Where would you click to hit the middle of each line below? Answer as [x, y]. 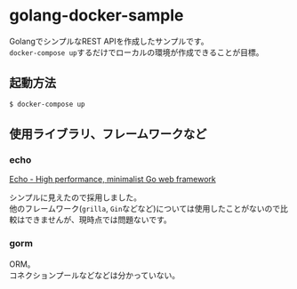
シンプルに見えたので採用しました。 [76, 197]
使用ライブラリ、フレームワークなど [108, 134]
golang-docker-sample [96, 16]
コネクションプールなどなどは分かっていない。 [95, 275]
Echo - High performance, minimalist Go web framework [112, 180]
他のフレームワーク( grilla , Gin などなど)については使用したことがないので [145, 209]
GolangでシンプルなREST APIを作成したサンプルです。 [109, 41]
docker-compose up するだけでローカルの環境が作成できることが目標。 [136, 52]
